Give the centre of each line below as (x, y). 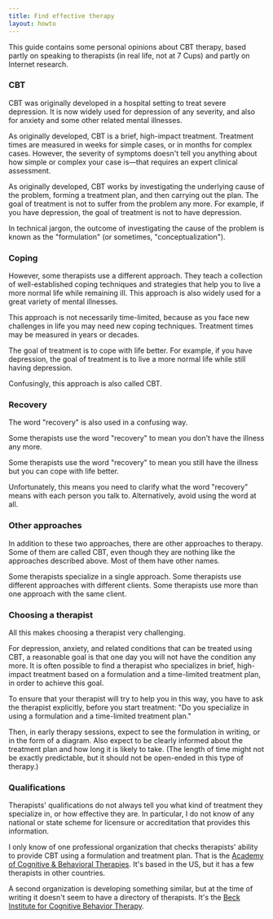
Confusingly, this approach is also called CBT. (86, 384)
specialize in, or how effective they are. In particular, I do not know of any (132, 814)
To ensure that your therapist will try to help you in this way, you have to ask (136, 698)
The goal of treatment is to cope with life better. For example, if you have (130, 350)
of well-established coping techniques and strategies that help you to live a (134, 284)
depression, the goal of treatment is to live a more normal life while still (127, 359)
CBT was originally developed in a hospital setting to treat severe (117, 103)
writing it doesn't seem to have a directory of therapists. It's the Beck (124, 898)
